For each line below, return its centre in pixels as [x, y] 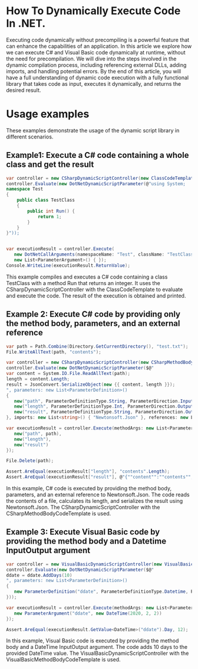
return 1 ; [49, 216]
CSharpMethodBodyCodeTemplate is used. [59, 513]
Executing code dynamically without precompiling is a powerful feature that [98, 40]
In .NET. [26, 23]
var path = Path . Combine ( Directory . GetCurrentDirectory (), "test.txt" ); [97, 346]
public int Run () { [51, 211]
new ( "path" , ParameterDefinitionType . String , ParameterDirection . [97, 401]
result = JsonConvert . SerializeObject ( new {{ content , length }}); [91, 384]
